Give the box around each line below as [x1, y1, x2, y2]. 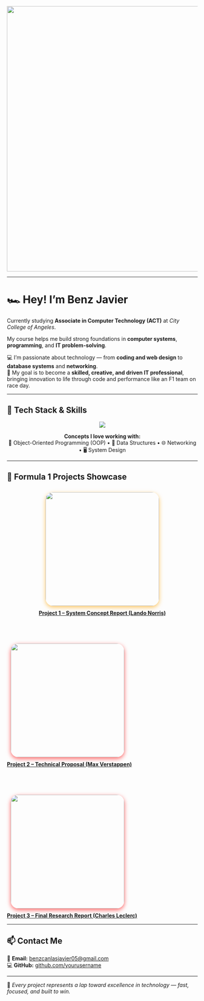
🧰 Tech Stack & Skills [7, 405, 87, 416]
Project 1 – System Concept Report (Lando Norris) [39, 609, 166, 616]
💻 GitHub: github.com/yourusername [7, 962, 102, 969]
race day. [7, 382, 30, 389]
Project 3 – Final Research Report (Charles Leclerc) [7, 912, 138, 919]
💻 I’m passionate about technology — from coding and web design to [7, 354, 183, 361]
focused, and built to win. [7, 988, 71, 995]
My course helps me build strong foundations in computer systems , [7, 335, 177, 342]
